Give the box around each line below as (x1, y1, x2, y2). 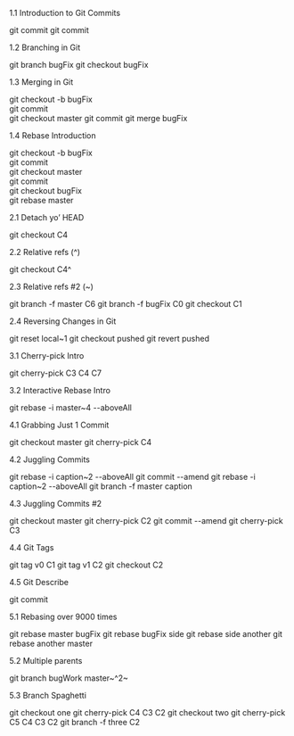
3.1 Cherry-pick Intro (9, 351, 85, 360)
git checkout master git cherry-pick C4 (9, 437, 152, 447)
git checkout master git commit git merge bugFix (9, 113, 188, 123)
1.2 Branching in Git (9, 42, 81, 53)
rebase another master (9, 638, 94, 649)
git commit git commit (9, 25, 89, 35)
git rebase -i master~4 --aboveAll (9, 402, 132, 413)
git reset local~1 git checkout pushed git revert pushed (9, 334, 209, 343)
